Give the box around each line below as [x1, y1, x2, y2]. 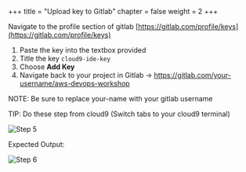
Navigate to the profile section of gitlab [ [8, 22, 139, 31]
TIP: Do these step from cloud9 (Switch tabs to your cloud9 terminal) [8, 109, 231, 119]
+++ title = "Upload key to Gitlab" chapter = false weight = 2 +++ [8, 7, 219, 16]
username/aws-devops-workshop [19, 79, 131, 88]
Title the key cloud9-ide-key [19, 54, 111, 63]
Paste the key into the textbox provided [19, 46, 147, 54]
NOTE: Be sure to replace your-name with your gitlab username [8, 94, 213, 103]
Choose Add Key [19, 62, 75, 71]
